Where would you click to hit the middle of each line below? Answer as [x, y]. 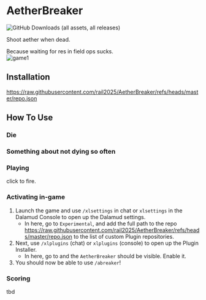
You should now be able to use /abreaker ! [68, 262]
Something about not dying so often [61, 151]
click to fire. [21, 181]
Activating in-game [36, 197]
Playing [18, 168]
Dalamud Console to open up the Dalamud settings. [80, 217]
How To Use [30, 118]
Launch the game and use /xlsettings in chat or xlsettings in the [99, 210]
